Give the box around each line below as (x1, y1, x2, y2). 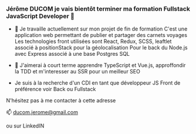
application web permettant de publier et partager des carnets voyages (14, 32, 188, 39)
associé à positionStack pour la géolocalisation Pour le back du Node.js (14, 44, 188, 51)
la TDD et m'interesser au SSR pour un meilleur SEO (14, 68, 141, 75)
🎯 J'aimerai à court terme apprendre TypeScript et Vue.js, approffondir (14, 62, 186, 69)
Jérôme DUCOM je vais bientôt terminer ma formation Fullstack (6, 5, 191, 13)
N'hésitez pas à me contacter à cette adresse (6, 97, 116, 104)
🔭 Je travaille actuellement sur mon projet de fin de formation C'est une (14, 25, 188, 32)
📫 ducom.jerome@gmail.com (6, 109, 78, 116)
